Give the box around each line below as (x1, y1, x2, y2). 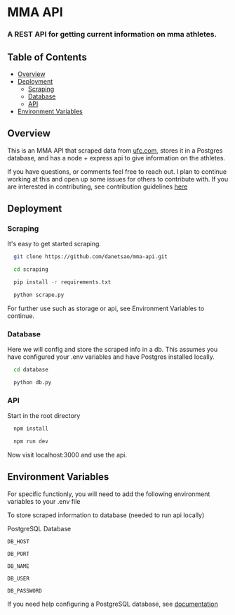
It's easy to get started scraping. (7, 240, 102, 248)
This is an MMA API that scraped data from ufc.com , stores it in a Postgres (7, 146, 223, 155)
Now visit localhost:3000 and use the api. (7, 451, 128, 459)
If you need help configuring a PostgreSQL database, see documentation (7, 600, 219, 608)
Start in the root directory (7, 412, 81, 420)
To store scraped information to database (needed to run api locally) (7, 511, 205, 519)
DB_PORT (7, 550, 30, 557)
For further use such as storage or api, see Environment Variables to (7, 304, 205, 312)
